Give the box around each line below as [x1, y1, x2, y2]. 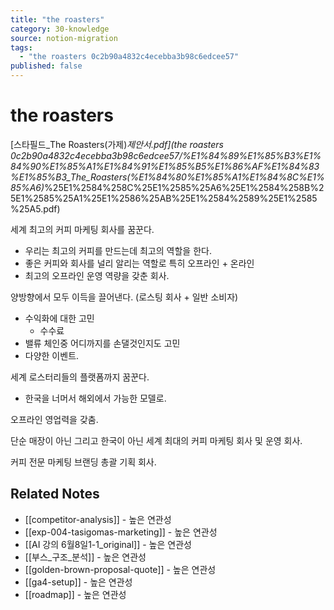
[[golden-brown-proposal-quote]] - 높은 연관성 [24, 563, 217, 575]
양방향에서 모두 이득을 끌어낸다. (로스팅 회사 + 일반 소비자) [10, 291, 239, 303]
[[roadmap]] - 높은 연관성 [24, 588, 127, 600]
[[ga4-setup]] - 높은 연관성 [24, 576, 133, 588]
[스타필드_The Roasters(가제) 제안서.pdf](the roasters [10, 138, 225, 150]
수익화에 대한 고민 [24, 312, 95, 324]
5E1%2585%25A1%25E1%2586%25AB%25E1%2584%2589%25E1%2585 [10, 192, 318, 204]
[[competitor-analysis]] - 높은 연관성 [24, 513, 172, 525]
